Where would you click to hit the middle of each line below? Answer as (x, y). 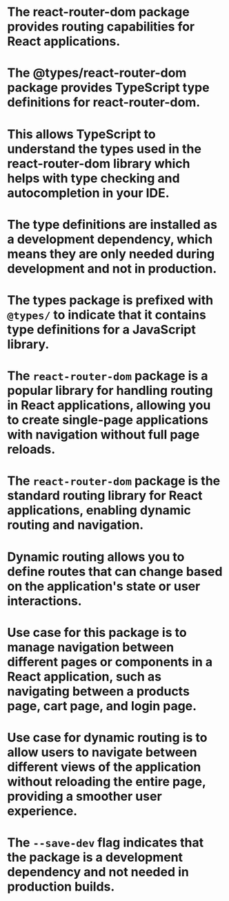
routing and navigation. (76, 525)
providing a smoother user (84, 796)
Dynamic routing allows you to (96, 557)
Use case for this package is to (97, 632)
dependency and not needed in (98, 872)
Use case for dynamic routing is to (107, 737)
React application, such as (84, 677)
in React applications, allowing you (109, 406)
